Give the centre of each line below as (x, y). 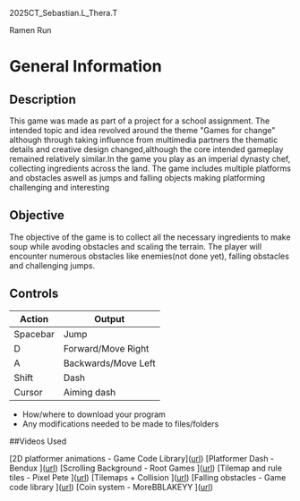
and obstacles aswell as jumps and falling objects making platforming (137, 178)
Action (34, 318)
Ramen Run (30, 30)
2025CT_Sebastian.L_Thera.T (64, 13)
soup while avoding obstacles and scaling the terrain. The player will (136, 246)
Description (43, 99)
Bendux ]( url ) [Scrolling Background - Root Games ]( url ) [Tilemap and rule (146, 468)
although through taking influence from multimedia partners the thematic (144, 140)
